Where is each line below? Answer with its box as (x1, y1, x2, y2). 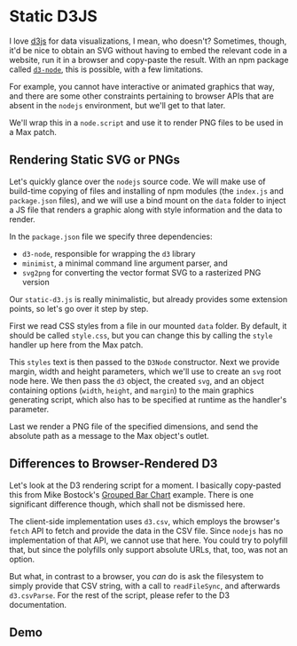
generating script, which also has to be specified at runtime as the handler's (9, 394, 287, 405)
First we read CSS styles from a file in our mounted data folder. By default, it (9, 320, 287, 331)
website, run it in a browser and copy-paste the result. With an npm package (9, 54, 289, 65)
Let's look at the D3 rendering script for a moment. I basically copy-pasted (9, 480, 282, 490)
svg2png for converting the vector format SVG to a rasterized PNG (21, 267, 262, 277)
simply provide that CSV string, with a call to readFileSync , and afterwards (9, 580, 281, 591)
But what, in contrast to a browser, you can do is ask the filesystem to (9, 570, 264, 581)
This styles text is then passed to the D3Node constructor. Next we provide (9, 356, 280, 367)
